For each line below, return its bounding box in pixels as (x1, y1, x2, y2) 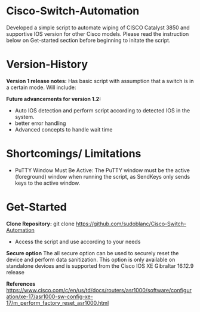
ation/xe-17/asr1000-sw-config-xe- (6, 293, 94, 300)
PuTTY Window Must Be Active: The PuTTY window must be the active (14, 166, 190, 174)
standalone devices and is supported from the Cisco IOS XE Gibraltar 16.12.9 (6, 262, 194, 270)
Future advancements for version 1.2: (6, 95, 101, 102)
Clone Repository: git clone (6, 220, 75, 227)
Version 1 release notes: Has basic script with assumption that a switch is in (6, 77, 194, 84)
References (6, 280, 36, 287)
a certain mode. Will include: (6, 84, 76, 91)
